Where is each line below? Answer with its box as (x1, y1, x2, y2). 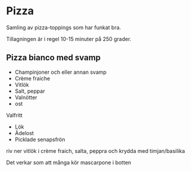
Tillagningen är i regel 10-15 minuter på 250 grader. (6, 35, 132, 42)
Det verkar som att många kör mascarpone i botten (6, 159, 131, 166)
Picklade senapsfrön (14, 136, 65, 143)
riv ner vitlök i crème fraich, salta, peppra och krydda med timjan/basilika (6, 147, 186, 154)
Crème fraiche (14, 74, 51, 82)
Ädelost (14, 129, 34, 136)
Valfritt (6, 111, 23, 118)
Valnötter (14, 93, 37, 101)
